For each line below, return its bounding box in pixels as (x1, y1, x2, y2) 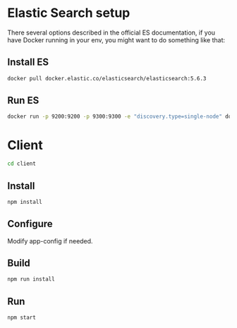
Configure (7, 218, 53, 230)
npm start (7, 314, 37, 322)
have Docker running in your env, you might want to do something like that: (7, 35, 226, 44)
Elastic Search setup (7, 5, 130, 21)
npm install (7, 198, 42, 205)
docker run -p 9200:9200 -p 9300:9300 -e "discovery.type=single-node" (7, 113, 222, 121)
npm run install (7, 276, 55, 283)
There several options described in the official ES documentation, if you (7, 28, 216, 37)
